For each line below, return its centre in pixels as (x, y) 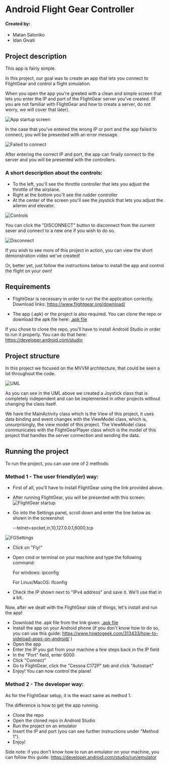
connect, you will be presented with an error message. (62, 135)
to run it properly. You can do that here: (46, 335)
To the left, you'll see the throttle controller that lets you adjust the (81, 184)
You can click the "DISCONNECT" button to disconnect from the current (80, 225)
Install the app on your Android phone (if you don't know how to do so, (86, 628)
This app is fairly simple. (31, 68)
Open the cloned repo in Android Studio (54, 720)
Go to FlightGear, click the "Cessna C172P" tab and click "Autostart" (83, 666)
